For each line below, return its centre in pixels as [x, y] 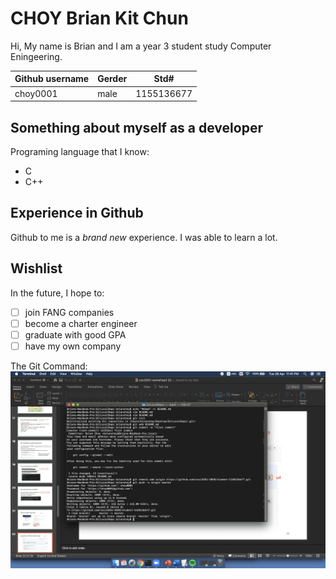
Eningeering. [36, 56]
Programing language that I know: [80, 151]
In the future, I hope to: [57, 293]
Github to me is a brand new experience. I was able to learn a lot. [144, 237]
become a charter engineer [81, 323]
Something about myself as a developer [136, 127]
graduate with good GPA [75, 334]
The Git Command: [49, 366]
